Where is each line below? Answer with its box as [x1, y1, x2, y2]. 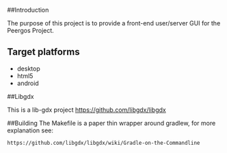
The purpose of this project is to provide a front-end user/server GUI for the [7, 19, 221, 27]
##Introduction [7, 6, 49, 14]
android [16, 79, 39, 87]
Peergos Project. [7, 27, 55, 34]
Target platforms [7, 46, 80, 58]
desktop [16, 64, 41, 73]
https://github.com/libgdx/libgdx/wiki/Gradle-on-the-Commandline [7, 139, 200, 146]
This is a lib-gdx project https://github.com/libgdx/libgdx [7, 106, 166, 114]
